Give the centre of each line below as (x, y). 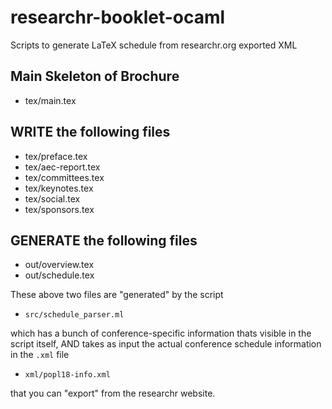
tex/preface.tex (56, 156)
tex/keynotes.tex (59, 188)
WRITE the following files (90, 132)
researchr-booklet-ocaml (118, 17)
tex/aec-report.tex (62, 167)
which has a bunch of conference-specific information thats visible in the (161, 333)
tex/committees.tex (64, 177)
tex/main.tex (50, 100)
